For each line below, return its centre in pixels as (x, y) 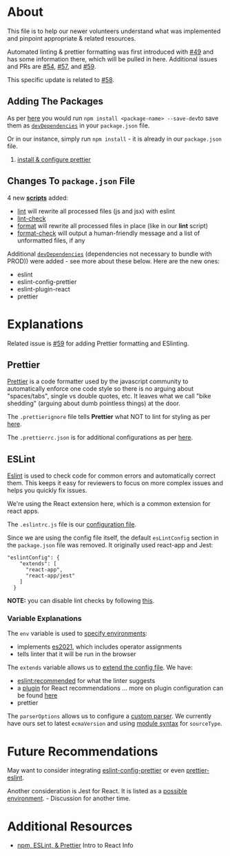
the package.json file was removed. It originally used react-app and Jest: (110, 545)
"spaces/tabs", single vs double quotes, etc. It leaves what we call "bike (109, 396)
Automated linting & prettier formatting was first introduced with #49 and (111, 52)
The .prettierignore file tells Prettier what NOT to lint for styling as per (109, 417)
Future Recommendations (83, 751)
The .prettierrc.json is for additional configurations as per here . (100, 438)
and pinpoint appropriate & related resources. (72, 38)
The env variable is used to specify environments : (77, 633)
